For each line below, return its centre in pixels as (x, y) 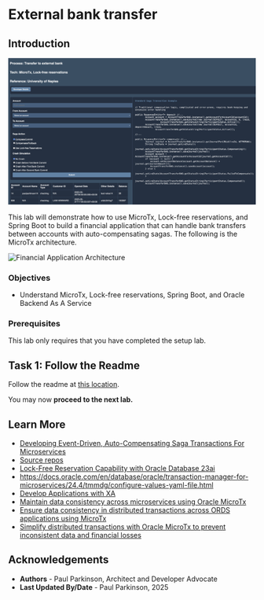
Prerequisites (34, 323)
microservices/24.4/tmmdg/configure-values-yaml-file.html (116, 484)
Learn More (37, 424)
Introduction (39, 44)
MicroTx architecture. (42, 242)
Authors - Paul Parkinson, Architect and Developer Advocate (118, 579)
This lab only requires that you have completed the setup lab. (107, 340)
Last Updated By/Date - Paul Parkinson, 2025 (94, 587)
